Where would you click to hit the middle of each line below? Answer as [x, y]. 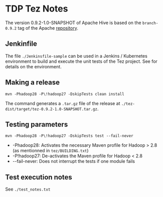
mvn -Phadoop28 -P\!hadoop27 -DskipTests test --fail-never [69, 136]
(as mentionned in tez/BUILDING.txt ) [50, 151]
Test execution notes [39, 177]
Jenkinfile [21, 44]
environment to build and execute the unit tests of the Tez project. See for [81, 61]
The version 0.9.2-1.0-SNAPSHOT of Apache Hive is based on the [73, 23]
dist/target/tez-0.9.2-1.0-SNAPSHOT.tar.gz [51, 109]
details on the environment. [33, 66]
